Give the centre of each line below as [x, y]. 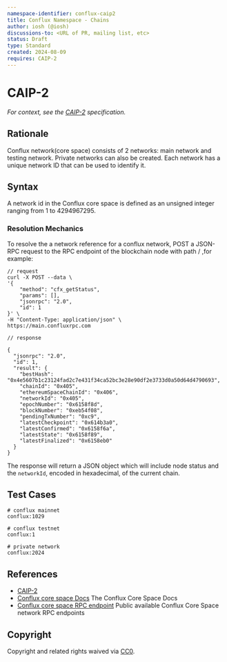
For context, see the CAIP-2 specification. [67, 112]
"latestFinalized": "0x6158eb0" [66, 441]
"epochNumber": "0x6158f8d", [61, 404]
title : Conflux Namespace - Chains [58, 20]
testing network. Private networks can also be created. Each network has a [114, 158]
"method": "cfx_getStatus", [60, 289]
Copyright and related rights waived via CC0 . [71, 652]
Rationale [28, 134]
